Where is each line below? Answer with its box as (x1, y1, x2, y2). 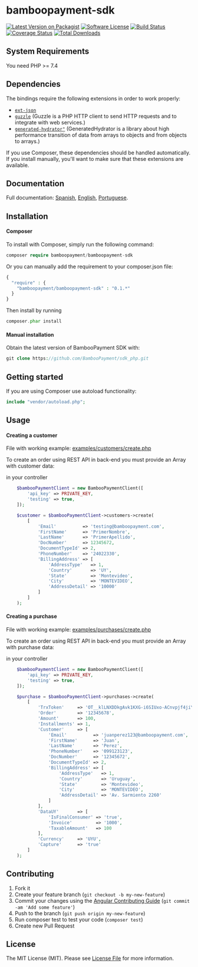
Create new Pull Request (14, 922, 75, 929)
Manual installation (6, 331, 54, 338)
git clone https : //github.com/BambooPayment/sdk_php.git (6, 356, 149, 361)
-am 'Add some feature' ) (14, 903, 75, 910)
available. (6, 162, 29, 169)
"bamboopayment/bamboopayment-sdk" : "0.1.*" (16, 285, 131, 291)
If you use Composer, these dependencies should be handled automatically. (6, 149, 190, 156)
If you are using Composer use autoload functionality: (6, 387, 137, 394)
